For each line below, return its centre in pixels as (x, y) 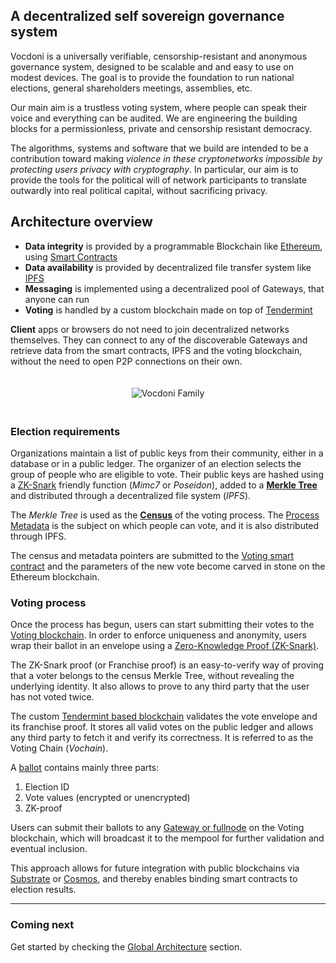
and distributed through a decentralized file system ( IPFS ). (131, 495)
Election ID (47, 787)
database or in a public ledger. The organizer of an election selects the (156, 463)
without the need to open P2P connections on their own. (126, 361)
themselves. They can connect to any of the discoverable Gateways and (159, 340)
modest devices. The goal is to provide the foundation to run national (152, 77)
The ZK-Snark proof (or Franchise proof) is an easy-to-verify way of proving (167, 665)
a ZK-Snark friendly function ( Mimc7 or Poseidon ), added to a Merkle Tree (164, 485)
